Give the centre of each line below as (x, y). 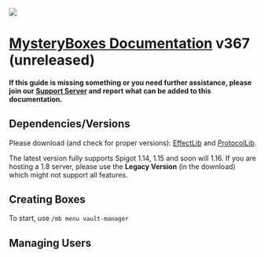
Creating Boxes (47, 199)
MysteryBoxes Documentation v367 (130, 44)
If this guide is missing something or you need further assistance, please (130, 83)
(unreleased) (52, 60)
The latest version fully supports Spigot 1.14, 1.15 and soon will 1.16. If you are (132, 158)
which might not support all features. (68, 174)
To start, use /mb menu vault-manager (69, 218)
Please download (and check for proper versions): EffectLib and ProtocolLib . (133, 143)
